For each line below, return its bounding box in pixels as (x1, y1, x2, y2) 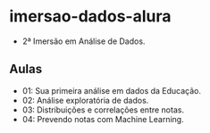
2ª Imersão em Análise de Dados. (21, 36, 146, 46)
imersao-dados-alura (9, 6, 172, 27)
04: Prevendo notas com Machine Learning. (21, 113, 185, 124)
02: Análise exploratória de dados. (21, 95, 149, 105)
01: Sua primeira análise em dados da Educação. (21, 85, 202, 96)
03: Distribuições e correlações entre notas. (21, 104, 185, 115)
